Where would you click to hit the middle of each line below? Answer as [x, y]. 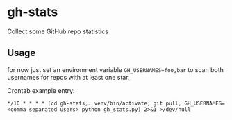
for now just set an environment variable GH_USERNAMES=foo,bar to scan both [116, 69]
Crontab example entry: [41, 90]
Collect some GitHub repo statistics [58, 31]
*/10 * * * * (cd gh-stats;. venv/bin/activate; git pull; [94, 103]
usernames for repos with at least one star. [68, 77]
